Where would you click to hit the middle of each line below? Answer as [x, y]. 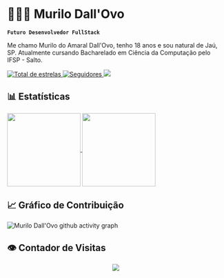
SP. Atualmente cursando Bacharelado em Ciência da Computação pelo [109, 52]
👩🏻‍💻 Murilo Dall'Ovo [66, 14]
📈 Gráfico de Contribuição [65, 205]
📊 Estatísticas [39, 97]
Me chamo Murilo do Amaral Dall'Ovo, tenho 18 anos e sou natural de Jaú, [112, 45]
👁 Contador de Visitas [57, 248]
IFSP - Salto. [25, 60]
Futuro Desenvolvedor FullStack [53, 32]
